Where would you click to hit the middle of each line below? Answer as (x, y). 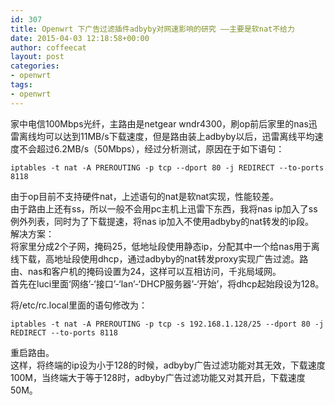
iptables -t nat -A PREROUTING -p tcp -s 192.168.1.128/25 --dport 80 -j (167, 324)
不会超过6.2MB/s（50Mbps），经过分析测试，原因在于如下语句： (151, 148)
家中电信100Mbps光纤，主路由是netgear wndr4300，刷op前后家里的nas (159, 123)
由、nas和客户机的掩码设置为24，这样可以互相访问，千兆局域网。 (146, 271)
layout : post (37, 57)
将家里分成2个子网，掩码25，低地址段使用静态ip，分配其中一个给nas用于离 (165, 246)
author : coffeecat (48, 47)
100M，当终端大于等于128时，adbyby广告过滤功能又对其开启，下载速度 (158, 377)
